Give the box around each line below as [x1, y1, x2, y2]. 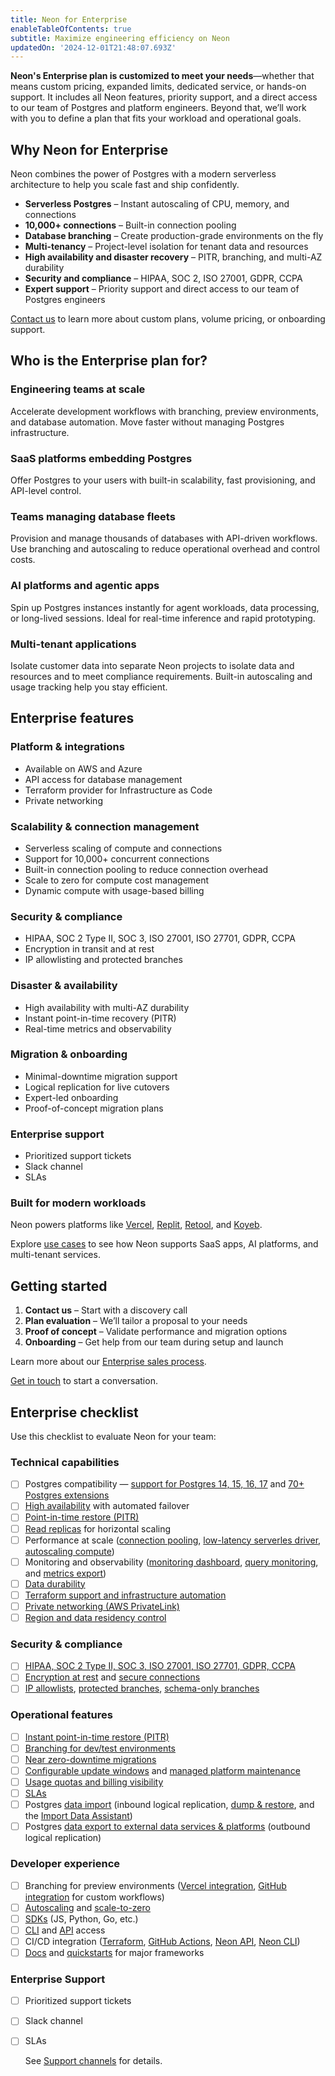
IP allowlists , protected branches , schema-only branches [24, 1682, 260, 1695]
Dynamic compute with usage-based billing [24, 884, 205, 896]
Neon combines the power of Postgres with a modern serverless [10, 168, 277, 180]
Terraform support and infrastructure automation [24, 1589, 227, 1601]
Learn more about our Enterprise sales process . [10, 1356, 207, 1368]
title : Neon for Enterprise [10, 14, 128, 25]
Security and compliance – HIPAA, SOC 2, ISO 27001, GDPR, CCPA [24, 272, 303, 285]
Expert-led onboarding [24, 1091, 119, 1103]
